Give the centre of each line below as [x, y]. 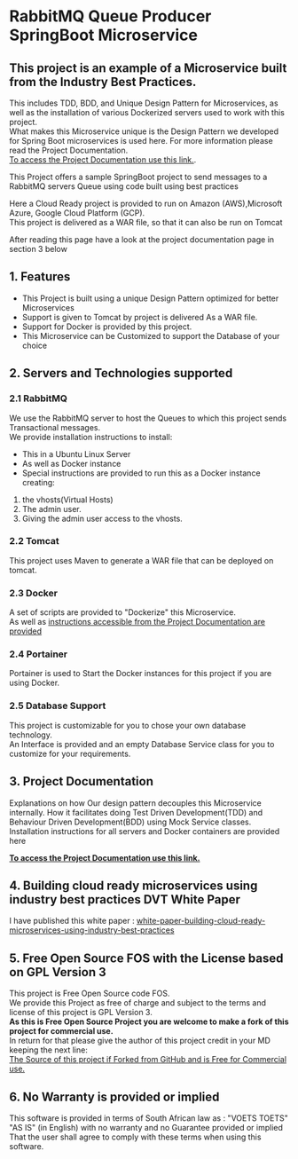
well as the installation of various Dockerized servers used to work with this [147, 112]
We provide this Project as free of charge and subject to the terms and [137, 1003]
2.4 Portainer [39, 654]
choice [35, 345]
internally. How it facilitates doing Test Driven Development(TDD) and [136, 812]
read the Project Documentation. [69, 150]
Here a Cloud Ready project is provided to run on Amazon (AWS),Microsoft [146, 203]
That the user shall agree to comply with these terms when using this [135, 1137]
